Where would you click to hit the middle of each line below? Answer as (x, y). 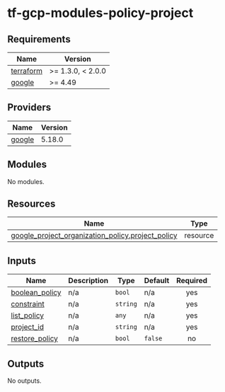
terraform (27, 71)
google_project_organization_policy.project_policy (94, 236)
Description (88, 281)
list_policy (28, 316)
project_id (28, 327)
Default (157, 281)
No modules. (26, 181)
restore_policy (35, 339)
